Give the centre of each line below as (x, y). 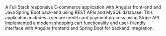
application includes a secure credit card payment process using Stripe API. (83, 18)
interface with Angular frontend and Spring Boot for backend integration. (80, 28)
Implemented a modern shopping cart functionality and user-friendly (75, 23)
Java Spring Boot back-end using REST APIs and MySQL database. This (79, 12)
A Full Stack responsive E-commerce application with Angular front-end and (83, 7)
